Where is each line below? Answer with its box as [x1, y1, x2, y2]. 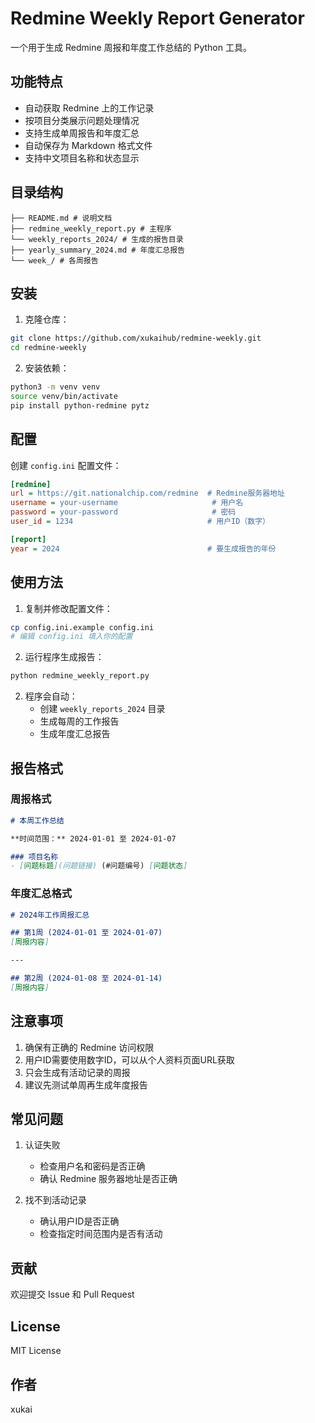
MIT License [10, 1345, 62, 1357]
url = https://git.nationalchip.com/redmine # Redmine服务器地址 [10, 488, 285, 499]
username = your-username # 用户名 [10, 498, 244, 508]
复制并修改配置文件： [24, 602, 113, 614]
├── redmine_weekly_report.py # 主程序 [10, 223, 172, 234]
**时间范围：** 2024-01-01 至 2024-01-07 [10, 833, 177, 844]
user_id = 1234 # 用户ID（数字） [10, 517, 270, 527]
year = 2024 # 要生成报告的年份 [10, 543, 277, 554]
